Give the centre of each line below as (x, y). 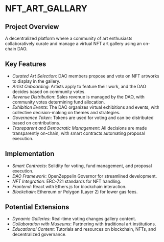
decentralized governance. (39, 234)
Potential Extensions (37, 207)
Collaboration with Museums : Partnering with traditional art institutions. (84, 224)
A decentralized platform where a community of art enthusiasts (69, 38)
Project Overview (32, 27)
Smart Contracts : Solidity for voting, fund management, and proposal (82, 166)
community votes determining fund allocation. (59, 102)
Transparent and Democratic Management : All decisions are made (80, 128)
